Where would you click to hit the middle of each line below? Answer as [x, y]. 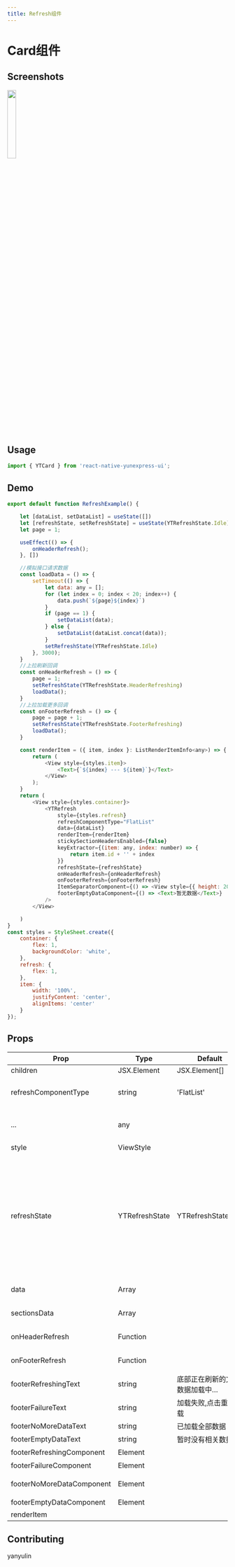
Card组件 [34, 50]
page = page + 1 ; [57, 718]
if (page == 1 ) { [70, 614]
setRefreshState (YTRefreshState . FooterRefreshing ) [108, 725]
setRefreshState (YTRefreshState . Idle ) [101, 646]
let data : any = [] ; [74, 587]
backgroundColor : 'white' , [72, 952]
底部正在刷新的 [201, 1379]
